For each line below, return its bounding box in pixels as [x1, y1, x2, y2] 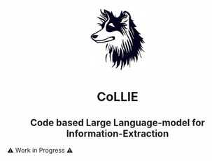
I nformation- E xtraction [66, 128, 169, 139]
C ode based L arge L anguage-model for [30, 116, 205, 128]
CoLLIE [97, 89, 139, 105]
